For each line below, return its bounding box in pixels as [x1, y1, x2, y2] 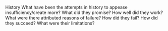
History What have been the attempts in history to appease [5, 4, 128, 10]
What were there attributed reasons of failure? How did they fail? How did [5, 15, 158, 20]
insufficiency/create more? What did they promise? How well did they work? [5, 9, 163, 15]
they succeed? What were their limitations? [5, 20, 95, 26]
